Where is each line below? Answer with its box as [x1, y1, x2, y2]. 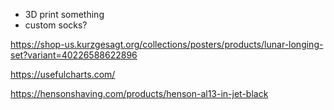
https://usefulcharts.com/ [10, 69, 116, 80]
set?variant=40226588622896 [10, 49, 138, 61]
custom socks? [24, 19, 88, 31]
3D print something [24, 9, 105, 20]
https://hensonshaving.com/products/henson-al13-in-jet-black [10, 88, 269, 99]
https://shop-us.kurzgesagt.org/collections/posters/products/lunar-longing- [10, 39, 324, 50]
